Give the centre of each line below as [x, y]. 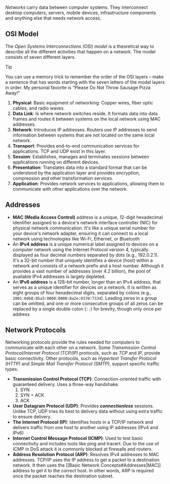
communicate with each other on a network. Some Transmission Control [81, 348]
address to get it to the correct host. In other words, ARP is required [83, 471]
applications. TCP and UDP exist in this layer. [59, 151]
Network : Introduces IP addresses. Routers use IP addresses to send [84, 129]
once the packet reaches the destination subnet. [63, 476]
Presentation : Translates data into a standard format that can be [80, 167]
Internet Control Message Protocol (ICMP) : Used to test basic [78, 438]
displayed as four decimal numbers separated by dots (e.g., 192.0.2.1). [86, 255]
